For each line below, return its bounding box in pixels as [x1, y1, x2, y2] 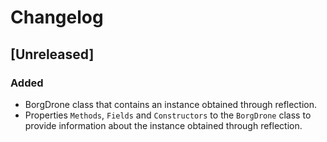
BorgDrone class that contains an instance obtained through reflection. [24, 98, 318, 110]
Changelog [10, 6, 104, 29]
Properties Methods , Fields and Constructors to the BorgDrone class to [24, 109, 312, 121]
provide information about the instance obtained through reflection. [24, 119, 303, 131]
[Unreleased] [10, 46, 95, 63]
